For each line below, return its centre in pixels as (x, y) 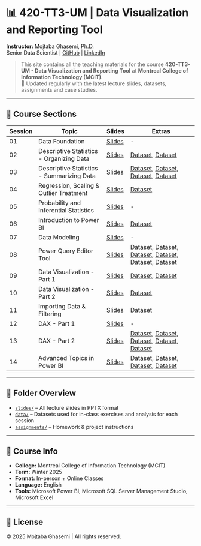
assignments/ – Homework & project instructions (74, 427)
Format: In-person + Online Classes (59, 478)
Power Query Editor (66, 251)
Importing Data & (62, 306)
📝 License (25, 522)
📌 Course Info (32, 451)
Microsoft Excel (34, 497)
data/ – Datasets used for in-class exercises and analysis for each (96, 414)
